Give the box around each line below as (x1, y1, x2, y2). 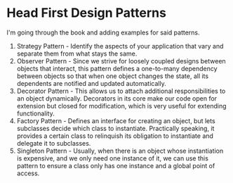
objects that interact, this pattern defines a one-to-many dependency (16, 64, 218, 72)
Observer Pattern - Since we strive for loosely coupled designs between (16, 56, 226, 65)
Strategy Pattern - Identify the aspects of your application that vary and (16, 42, 224, 50)
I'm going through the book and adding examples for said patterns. (6, 28, 201, 37)
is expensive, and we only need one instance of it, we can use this (16, 153, 208, 163)
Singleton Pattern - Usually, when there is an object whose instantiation (16, 146, 224, 155)
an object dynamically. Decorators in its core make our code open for (16, 94, 218, 103)
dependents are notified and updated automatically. (16, 79, 166, 87)
